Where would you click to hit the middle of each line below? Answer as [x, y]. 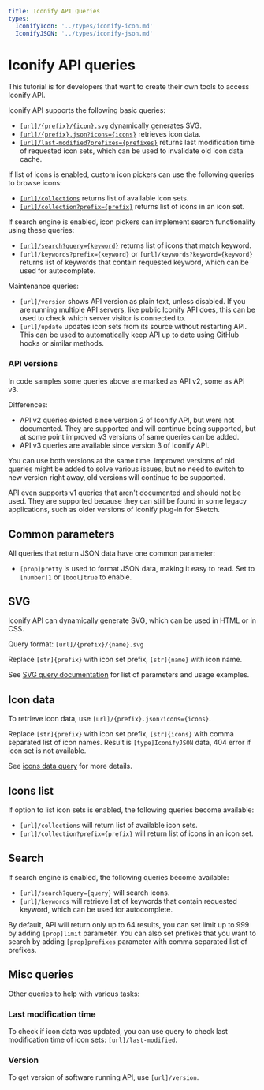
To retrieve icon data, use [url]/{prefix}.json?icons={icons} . [110, 719]
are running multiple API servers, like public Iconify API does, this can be [138, 310]
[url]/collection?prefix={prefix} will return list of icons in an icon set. [136, 833]
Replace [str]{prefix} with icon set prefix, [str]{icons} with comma [121, 734]
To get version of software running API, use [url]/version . [104, 1077]
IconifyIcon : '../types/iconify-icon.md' [84, 26]
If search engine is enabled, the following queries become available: [119, 877]
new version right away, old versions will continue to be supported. [117, 477]
